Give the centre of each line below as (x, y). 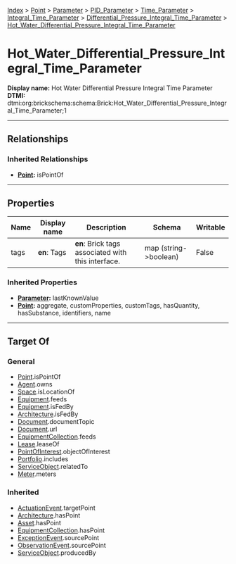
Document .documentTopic (56, 422)
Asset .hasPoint (39, 522)
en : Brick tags (98, 244)
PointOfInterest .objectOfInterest (64, 452)
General (21, 362)
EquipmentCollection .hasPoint (61, 530)
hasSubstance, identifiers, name (64, 313)
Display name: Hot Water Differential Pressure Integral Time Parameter (110, 88)
